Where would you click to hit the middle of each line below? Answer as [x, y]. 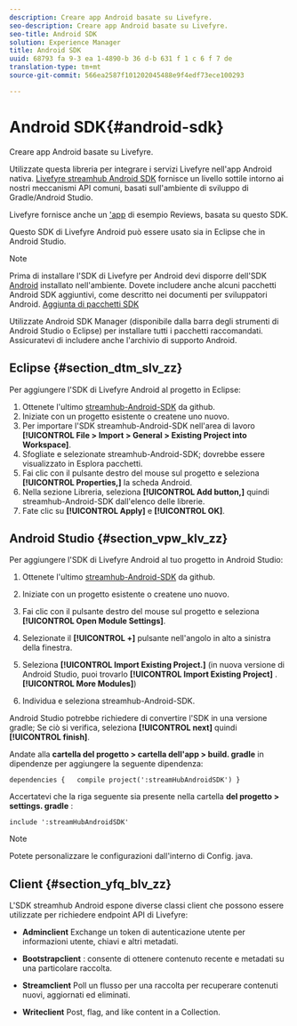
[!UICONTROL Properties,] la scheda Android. [107, 482]
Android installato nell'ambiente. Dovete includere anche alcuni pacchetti [143, 285]
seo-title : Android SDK [53, 34]
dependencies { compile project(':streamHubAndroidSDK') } [125, 780]
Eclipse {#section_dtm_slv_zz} [96, 369]
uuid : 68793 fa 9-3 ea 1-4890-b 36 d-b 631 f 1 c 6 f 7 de [121, 59]
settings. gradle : [41, 806]
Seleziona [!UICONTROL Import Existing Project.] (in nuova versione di [153, 665]
